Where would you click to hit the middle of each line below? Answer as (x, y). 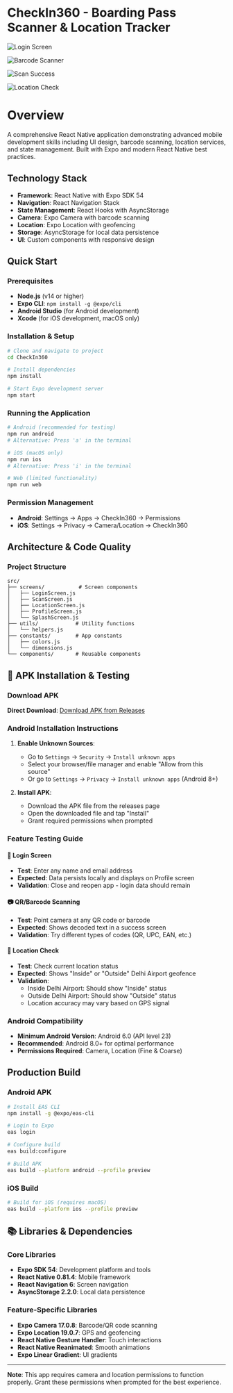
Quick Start (32, 262)
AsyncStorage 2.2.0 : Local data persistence (81, 1292)
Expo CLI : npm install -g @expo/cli (69, 304)
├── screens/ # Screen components (72, 587)
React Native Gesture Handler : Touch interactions (89, 1340)
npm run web (24, 485)
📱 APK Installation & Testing (69, 675)
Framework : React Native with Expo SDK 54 (80, 195)
